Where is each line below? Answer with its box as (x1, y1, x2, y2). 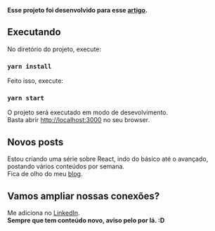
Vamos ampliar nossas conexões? (7, 190, 160, 202)
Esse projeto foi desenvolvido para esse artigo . (7, 6, 148, 14)
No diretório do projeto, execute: (7, 45, 102, 53)
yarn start (7, 94, 44, 103)
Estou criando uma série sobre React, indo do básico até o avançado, (7, 154, 209, 164)
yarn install (7, 62, 52, 70)
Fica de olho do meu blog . (7, 170, 83, 178)
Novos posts (7, 136, 64, 148)
